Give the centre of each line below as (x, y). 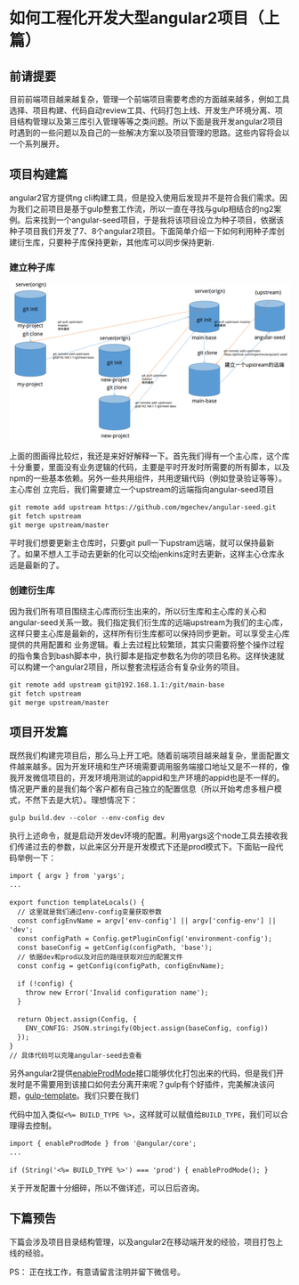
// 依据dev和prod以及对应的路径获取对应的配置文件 (100, 957)
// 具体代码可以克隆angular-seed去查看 (76, 1055)
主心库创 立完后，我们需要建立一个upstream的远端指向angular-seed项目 (141, 489)
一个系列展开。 (36, 144)
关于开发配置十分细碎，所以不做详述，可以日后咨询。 (107, 1187)
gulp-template (51, 1095)
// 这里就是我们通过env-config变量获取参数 (89, 912)
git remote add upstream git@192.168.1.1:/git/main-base (117, 685)
